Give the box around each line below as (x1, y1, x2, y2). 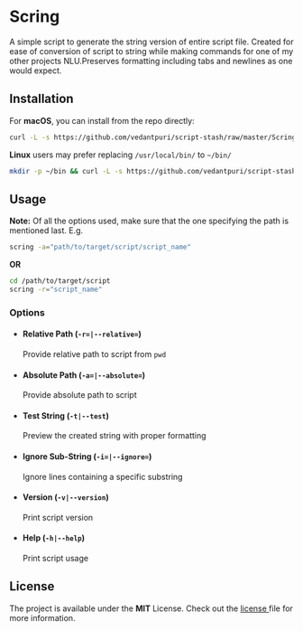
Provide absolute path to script (22, 390, 137, 400)
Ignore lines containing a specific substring (22, 471, 183, 482)
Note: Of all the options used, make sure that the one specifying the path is (9, 215, 289, 227)
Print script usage (22, 553, 88, 564)
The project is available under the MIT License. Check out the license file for (9, 603, 293, 614)
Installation (9, 91, 74, 107)
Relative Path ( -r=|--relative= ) (22, 328, 142, 340)
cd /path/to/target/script (9, 277, 111, 286)
